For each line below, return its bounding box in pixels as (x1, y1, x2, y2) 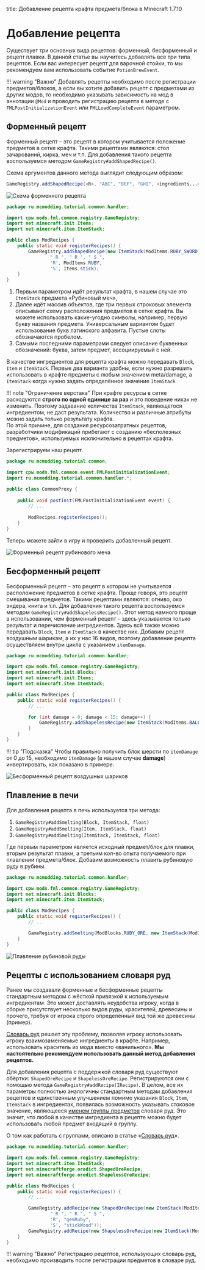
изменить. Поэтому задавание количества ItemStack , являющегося (6, 402, 182, 410)
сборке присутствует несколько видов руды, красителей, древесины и (6, 1006, 193, 1013)
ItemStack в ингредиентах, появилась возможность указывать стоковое (6, 1101, 195, 1108)
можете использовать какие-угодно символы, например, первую (15, 314, 188, 321)
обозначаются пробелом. (15, 333, 82, 341)
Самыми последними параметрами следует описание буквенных (15, 340, 188, 347)
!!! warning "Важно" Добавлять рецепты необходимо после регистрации (6, 78, 196, 85)
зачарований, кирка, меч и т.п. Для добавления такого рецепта (6, 151, 172, 158)
